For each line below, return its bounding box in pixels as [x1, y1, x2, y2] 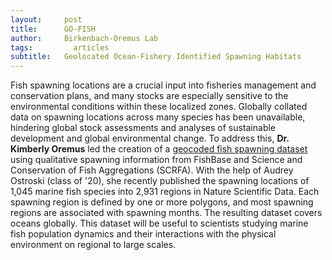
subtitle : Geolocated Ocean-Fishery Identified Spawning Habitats [10, 52, 302, 62]
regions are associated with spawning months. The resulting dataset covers [10, 207, 323, 219]
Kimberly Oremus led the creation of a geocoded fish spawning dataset [10, 143, 308, 155]
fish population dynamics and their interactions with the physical [10, 228, 277, 240]
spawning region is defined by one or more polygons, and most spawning [10, 196, 314, 208]
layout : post [10, 14, 83, 25]
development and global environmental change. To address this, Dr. [10, 132, 290, 145]
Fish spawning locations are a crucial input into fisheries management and [10, 79, 317, 91]
